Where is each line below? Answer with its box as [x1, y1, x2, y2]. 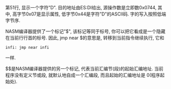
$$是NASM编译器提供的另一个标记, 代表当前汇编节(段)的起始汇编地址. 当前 [5, 66, 163, 72]
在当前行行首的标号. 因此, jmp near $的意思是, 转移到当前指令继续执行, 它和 [5, 35, 164, 41]
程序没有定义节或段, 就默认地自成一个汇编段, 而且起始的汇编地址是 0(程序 [5, 72, 160, 78]
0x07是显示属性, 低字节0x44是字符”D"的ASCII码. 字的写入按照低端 [25, 11, 166, 17]
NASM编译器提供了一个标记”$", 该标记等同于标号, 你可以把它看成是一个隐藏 [5, 28, 166, 34]
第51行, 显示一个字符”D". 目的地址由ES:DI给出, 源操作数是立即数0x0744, [5, 5, 157, 10]
